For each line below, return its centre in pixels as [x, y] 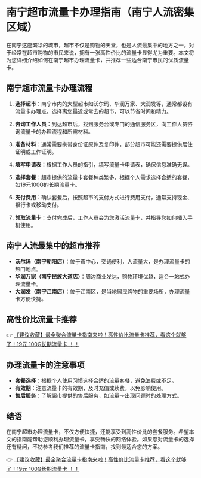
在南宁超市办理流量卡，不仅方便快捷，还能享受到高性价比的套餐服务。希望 [98, 432]
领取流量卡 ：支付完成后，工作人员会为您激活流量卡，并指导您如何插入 [101, 217]
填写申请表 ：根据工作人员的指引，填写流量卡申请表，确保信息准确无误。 [103, 164]
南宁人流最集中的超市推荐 [53, 246]
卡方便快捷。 [30, 299]
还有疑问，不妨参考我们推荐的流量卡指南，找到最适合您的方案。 [84, 447]
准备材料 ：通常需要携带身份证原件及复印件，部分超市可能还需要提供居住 [103, 144]
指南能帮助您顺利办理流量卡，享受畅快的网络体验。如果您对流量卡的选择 [105, 439]
